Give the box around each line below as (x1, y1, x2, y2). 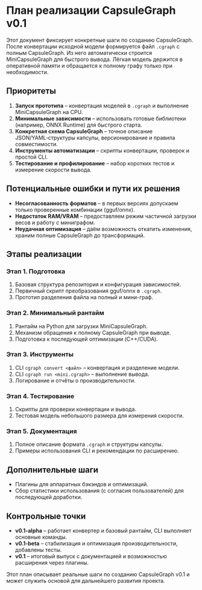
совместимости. (14, 140, 58, 148)
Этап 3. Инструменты (6, 351, 74, 359)
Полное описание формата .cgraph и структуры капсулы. (14, 441, 163, 448)
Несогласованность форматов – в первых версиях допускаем (14, 200, 178, 207)
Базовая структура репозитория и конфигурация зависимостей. (14, 281, 181, 288)
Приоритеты (6, 86, 56, 97)
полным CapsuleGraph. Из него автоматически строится (6, 49, 153, 56)
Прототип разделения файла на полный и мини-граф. (14, 294, 154, 301)
